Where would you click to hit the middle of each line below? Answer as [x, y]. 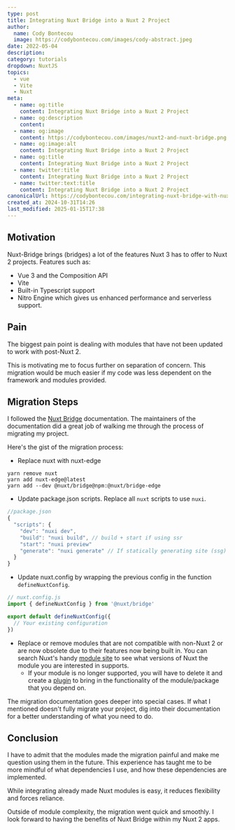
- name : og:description [48, 118]
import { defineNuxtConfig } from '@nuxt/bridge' [81, 604]
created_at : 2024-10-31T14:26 [51, 203]
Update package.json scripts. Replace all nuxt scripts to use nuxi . [112, 499]
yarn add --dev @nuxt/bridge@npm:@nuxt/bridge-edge [84, 486]
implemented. [27, 777]
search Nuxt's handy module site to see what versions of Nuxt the [113, 658]
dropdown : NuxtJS [33, 66]
